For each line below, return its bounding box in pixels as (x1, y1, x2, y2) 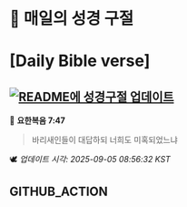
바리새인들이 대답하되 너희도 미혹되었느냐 (31, 134, 179, 146)
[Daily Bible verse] (9, 51, 151, 71)
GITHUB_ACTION (9, 183, 109, 199)
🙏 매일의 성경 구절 (9, 8, 134, 29)
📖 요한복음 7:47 (9, 115, 65, 126)
